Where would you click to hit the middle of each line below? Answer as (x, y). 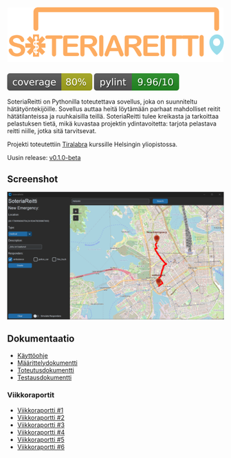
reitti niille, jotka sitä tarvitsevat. (52, 130)
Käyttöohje (32, 355)
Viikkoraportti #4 (41, 432)
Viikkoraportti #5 (41, 439)
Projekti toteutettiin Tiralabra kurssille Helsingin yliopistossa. (92, 144)
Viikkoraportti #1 (40, 410)
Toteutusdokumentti (45, 370)
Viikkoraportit (31, 395)
